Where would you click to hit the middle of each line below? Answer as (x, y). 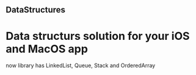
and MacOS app (47, 49)
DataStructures (35, 10)
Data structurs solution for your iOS (98, 36)
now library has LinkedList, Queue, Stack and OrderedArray (81, 65)
